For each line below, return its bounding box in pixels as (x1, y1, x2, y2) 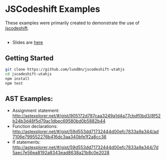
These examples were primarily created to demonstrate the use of (5, 20, 140, 26)
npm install (5, 76, 30, 81)
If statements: (12, 139, 41, 145)
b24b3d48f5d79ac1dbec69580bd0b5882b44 (12, 118, 106, 124)
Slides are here (12, 40, 43, 46)
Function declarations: (12, 123, 58, 129)
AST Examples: (5, 95, 53, 103)
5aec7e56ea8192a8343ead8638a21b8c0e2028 (12, 150, 110, 156)
